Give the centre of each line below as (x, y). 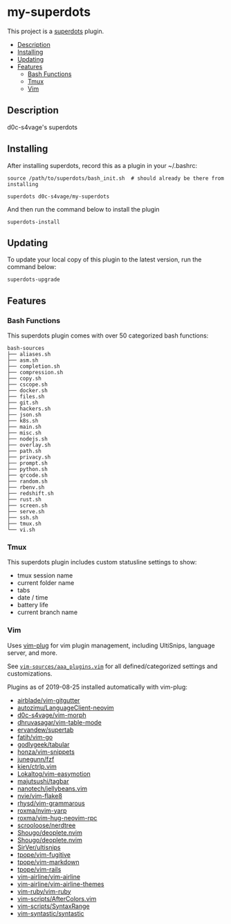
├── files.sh (26, 397)
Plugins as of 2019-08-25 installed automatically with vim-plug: (98, 687)
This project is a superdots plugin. (56, 31)
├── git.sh (23, 403)
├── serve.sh (26, 512)
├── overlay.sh (29, 445)
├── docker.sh (28, 391)
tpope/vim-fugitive (44, 854)
